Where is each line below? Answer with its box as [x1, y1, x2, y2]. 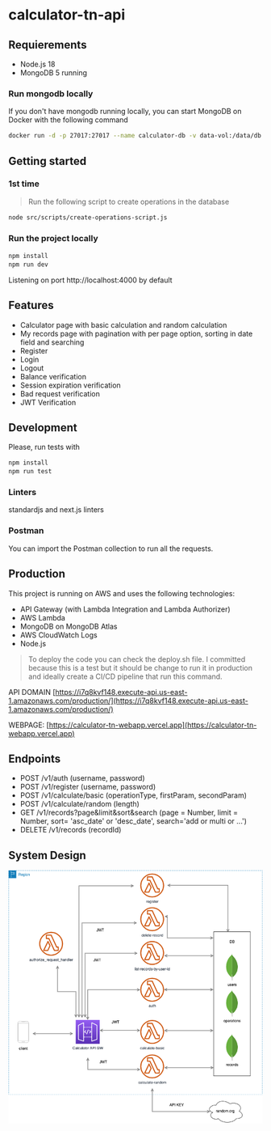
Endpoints [8, 752, 61, 765]
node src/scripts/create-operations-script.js [8, 213, 168, 222]
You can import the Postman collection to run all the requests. [8, 544, 214, 553]
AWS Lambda [19, 612, 66, 622]
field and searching [19, 337, 85, 347]
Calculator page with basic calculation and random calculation [19, 320, 227, 329]
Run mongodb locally [8, 87, 94, 99]
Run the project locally [8, 232, 98, 244]
